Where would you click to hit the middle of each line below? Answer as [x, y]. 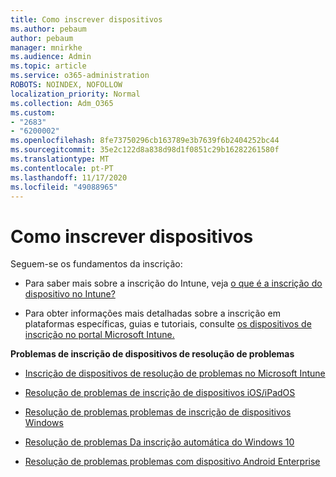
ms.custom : [33, 112]
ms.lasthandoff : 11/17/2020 [69, 177]
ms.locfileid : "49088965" [64, 187]
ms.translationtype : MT [60, 159]
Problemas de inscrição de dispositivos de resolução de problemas [152, 354]
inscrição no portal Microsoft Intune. [99, 335]
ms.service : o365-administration [80, 76]
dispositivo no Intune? [70, 294]
